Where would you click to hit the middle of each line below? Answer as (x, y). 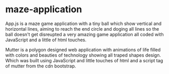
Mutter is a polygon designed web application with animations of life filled (83, 50)
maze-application (44, 9)
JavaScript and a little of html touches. (46, 40)
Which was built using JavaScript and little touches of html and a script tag (84, 60)
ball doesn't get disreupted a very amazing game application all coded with (84, 34)
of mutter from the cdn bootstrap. (41, 66)
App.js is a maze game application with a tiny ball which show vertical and (83, 23)
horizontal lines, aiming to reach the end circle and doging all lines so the (82, 29)
